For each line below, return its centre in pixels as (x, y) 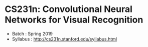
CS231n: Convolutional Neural (68, 9)
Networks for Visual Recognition (74, 20)
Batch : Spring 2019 (32, 33)
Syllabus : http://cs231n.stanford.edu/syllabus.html (64, 39)
